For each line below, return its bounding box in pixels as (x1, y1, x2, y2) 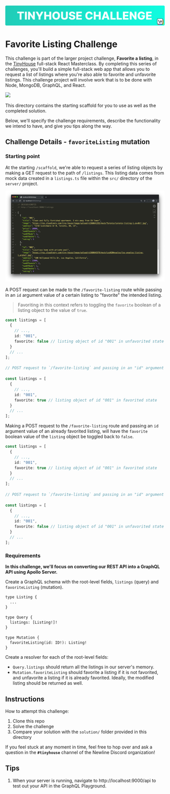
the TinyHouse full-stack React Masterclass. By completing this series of (5, 60, 157, 66)
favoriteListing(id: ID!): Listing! (10, 640, 87, 646)
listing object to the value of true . (17, 307, 88, 313)
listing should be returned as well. (12, 680, 83, 686)
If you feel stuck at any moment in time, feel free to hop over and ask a (5, 744, 153, 750)
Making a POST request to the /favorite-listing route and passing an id (5, 423, 159, 429)
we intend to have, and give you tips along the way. (5, 123, 112, 129)
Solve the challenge (12, 723, 54, 729)
